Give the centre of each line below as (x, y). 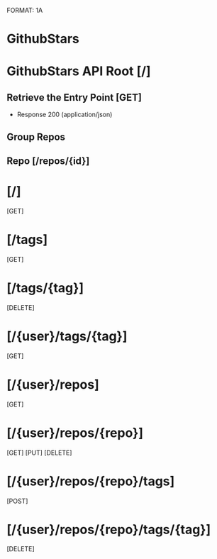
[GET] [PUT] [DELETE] (39, 453)
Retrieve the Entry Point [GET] (74, 98)
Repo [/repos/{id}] (48, 161)
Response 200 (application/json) (65, 115)
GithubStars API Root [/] (79, 71)
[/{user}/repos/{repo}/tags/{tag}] (109, 530)
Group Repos (36, 137)
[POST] (17, 501)
